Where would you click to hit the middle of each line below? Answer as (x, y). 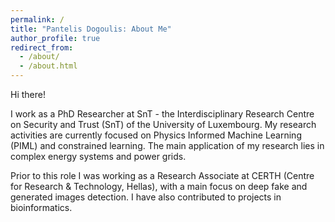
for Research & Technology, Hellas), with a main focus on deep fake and (159, 186)
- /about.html (48, 66)
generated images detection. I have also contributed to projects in (146, 197)
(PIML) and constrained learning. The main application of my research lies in (167, 145)
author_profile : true (55, 38)
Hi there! (28, 94)
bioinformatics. (41, 207)
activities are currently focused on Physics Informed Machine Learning (156, 135)
